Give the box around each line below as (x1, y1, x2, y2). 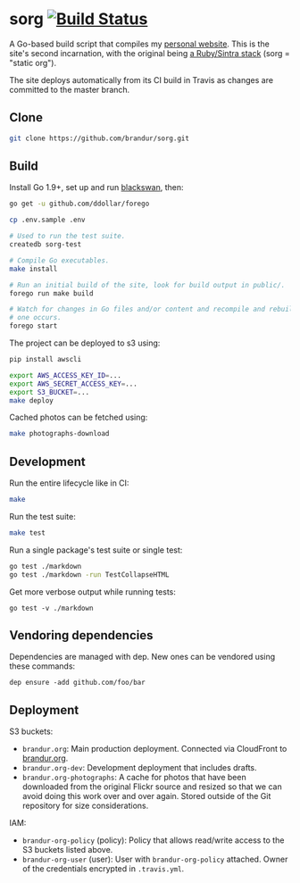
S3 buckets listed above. (21, 845, 113, 855)
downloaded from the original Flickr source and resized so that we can (21, 781, 283, 792)
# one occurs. (9, 313, 62, 322)
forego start (9, 321, 58, 330)
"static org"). (9, 57, 57, 68)
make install (9, 264, 58, 273)
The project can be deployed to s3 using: (9, 337, 161, 348)
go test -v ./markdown (9, 604, 94, 612)
